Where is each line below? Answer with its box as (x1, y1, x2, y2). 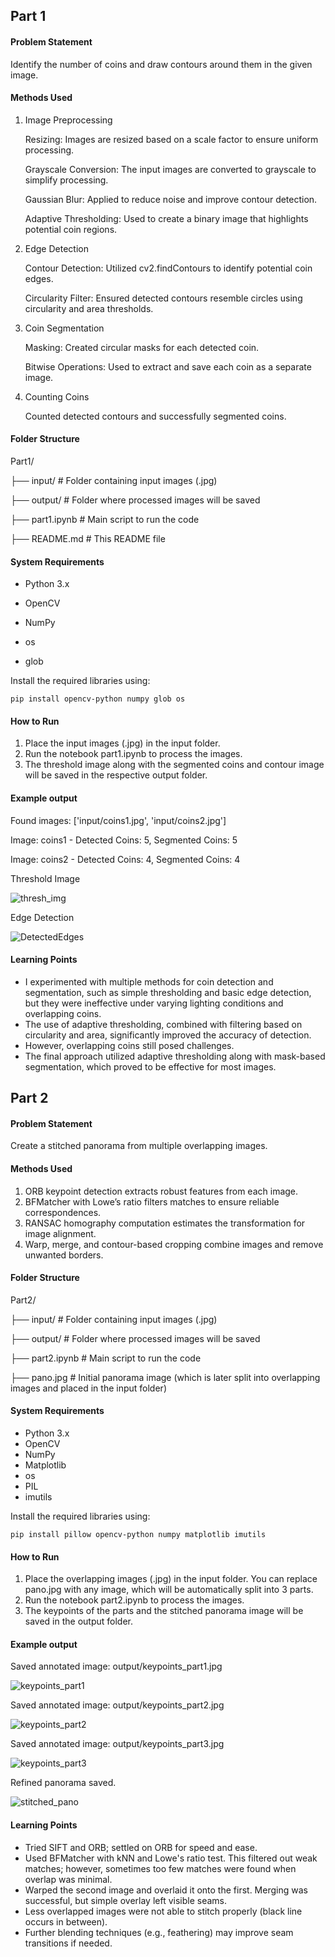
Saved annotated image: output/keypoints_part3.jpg (10, 1738, 225, 1750)
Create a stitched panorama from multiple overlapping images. (10, 1140, 268, 1152)
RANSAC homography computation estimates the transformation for (24, 1217, 306, 1229)
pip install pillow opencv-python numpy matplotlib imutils (10, 1530, 267, 1540)
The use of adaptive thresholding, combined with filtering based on (24, 1018, 303, 1030)
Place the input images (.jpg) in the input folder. (24, 737, 221, 749)
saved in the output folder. (24, 1615, 134, 1628)
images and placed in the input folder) (10, 1382, 167, 1394)
